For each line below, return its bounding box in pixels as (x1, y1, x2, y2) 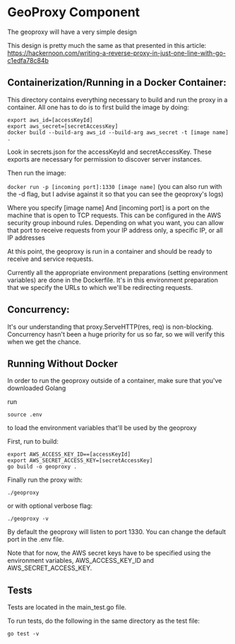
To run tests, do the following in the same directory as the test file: (7, 616, 200, 625)
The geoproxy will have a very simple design (7, 28, 138, 36)
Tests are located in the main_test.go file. (7, 603, 127, 612)
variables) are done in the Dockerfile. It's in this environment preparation (7, 276, 219, 284)
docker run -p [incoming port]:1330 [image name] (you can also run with (7, 182, 222, 190)
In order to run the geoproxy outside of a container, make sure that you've (7, 377, 222, 385)
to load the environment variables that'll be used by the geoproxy (7, 424, 197, 432)
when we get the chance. (7, 337, 81, 346)
